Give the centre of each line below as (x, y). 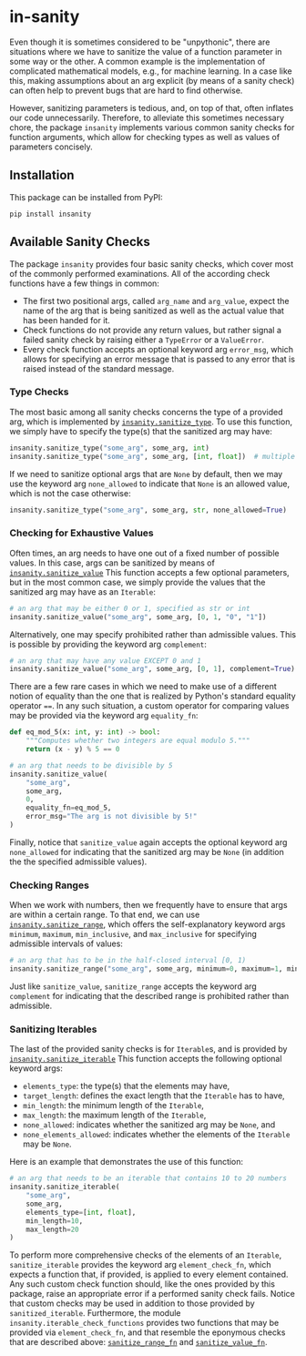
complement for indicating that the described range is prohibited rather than (149, 995)
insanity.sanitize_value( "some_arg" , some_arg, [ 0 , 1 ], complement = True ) (153, 669)
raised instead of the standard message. (98, 368)
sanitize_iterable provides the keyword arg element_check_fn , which (140, 1265)
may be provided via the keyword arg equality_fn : (104, 716)
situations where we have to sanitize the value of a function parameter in (146, 51)
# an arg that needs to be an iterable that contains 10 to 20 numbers (148, 1178)
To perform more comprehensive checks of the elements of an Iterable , (146, 1255)
